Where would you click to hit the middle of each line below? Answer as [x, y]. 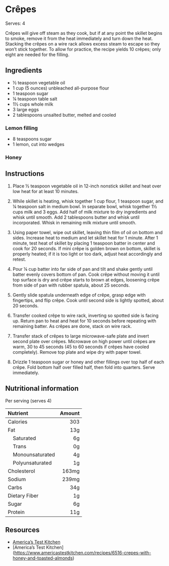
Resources [22, 530]
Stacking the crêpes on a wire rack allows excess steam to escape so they [82, 43]
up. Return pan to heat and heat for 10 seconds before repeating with [84, 321]
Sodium [17, 479]
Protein [16, 512]
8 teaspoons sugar [32, 139]
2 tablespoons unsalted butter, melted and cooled [64, 115]
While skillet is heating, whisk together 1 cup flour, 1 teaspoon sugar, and [88, 201]
